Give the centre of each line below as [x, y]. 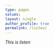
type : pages [17, 10]
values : [13, 14]
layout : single [21, 19]
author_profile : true [27, 24]
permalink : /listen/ [26, 28]
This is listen [18, 42]
